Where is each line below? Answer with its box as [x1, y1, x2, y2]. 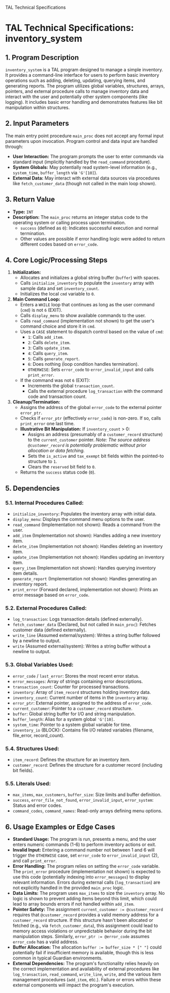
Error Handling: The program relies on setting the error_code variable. [12, 863, 160, 869]
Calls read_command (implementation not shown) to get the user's [20, 318, 155, 324]
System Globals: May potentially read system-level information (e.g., [12, 164, 157, 170]
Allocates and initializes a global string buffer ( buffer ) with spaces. [20, 275, 160, 281]
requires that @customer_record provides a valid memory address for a [12, 912, 159, 918]
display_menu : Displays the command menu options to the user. [12, 516, 145, 522]
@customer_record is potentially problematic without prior [27, 442, 147, 448]
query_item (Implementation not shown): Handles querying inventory [12, 565, 156, 571]
